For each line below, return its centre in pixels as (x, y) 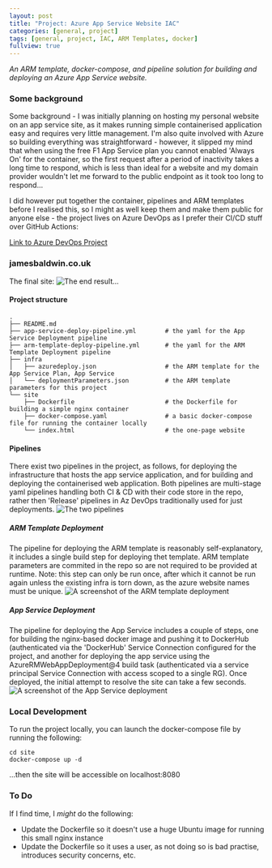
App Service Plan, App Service (62, 374)
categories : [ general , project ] (64, 31)
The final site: (32, 281)
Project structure (38, 300)
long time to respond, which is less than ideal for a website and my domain (134, 168)
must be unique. (36, 592)
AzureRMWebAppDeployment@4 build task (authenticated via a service (129, 665)
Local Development (48, 712)
